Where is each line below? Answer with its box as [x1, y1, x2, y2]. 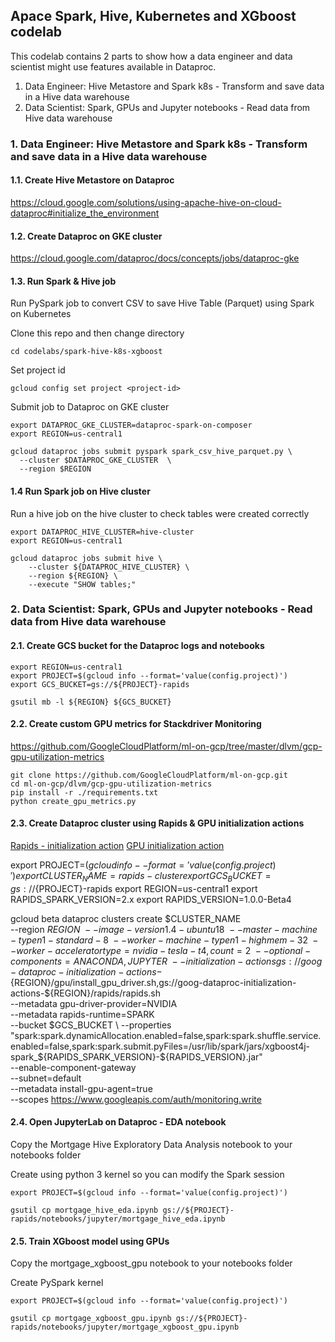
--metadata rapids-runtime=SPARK [10, 1008, 155, 1020]
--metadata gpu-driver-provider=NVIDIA [10, 997, 178, 1009]
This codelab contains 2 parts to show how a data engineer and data [10, 50, 293, 62]
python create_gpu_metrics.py [10, 796, 137, 806]
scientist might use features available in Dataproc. [10, 60, 217, 73]
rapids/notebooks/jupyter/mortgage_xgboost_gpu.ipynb [10, 1322, 240, 1333]
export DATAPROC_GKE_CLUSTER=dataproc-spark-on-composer [10, 420, 253, 431]
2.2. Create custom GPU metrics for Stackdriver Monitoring [10, 718, 262, 730]
